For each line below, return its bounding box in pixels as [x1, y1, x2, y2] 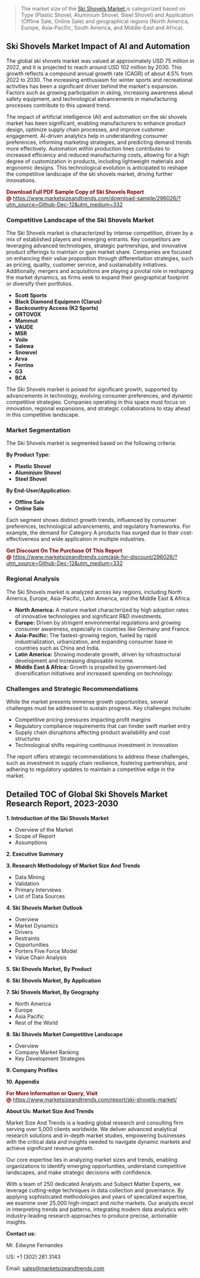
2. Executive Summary [6, 850, 64, 858]
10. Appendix [6, 1078, 40, 1085]
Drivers [14, 928, 33, 935]
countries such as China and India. [14, 644, 100, 652]
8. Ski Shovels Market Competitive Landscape [6, 1030, 123, 1038]
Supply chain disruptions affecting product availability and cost [14, 729, 170, 736]
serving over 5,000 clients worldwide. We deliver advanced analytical [6, 1125, 177, 1132]
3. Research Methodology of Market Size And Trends [6, 862, 140, 869]
